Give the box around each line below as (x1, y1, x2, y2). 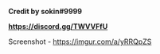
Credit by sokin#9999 (8, 7, 82, 16)
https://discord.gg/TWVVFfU (8, 22, 108, 31)
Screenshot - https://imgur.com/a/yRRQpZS (8, 37, 152, 46)
